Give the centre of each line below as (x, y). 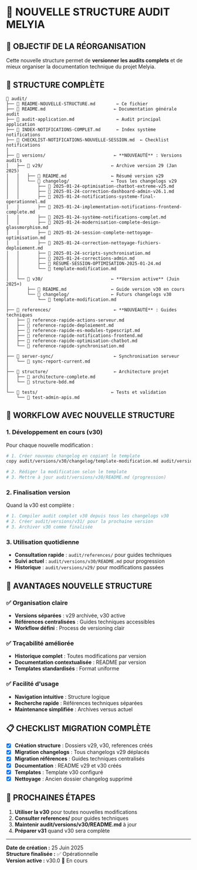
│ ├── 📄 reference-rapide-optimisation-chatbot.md (72, 341)
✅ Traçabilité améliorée (40, 643)
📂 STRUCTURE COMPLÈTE (55, 85)
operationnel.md (26, 202)
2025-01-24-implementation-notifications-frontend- (118, 207)
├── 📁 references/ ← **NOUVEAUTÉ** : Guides (91, 310)
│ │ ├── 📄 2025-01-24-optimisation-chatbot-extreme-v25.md (90, 186)
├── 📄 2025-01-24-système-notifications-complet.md (102, 217)
